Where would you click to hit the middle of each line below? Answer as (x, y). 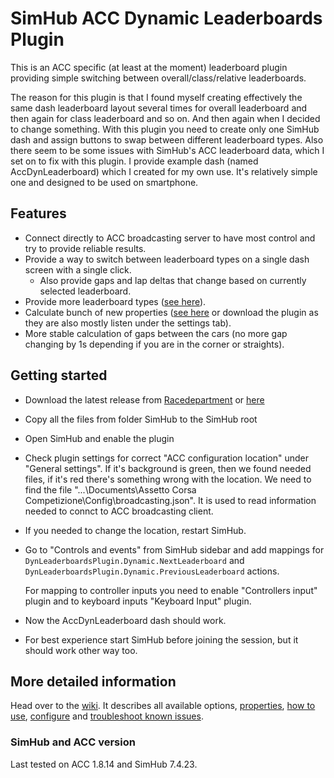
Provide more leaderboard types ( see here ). (115, 301)
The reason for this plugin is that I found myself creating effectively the (156, 97)
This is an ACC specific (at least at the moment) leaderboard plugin (149, 67)
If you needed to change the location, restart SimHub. (135, 530)
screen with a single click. (78, 269)
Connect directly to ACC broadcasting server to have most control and (170, 238)
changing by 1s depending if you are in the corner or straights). (154, 344)
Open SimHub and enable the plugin (99, 438)
